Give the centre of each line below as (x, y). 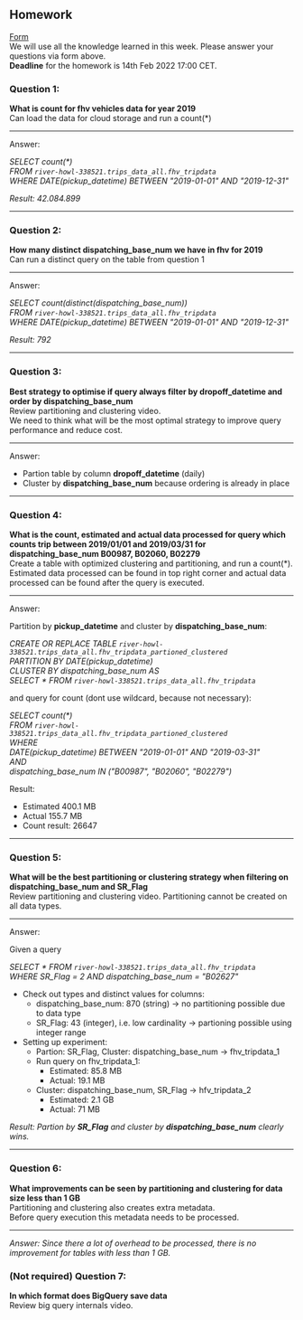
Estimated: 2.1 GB (82, 1100)
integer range (61, 1032)
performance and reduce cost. (66, 429)
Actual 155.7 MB (52, 816)
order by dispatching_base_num (71, 401)
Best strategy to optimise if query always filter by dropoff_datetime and (146, 391)
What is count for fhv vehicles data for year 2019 (103, 108)
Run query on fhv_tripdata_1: (88, 1061)
